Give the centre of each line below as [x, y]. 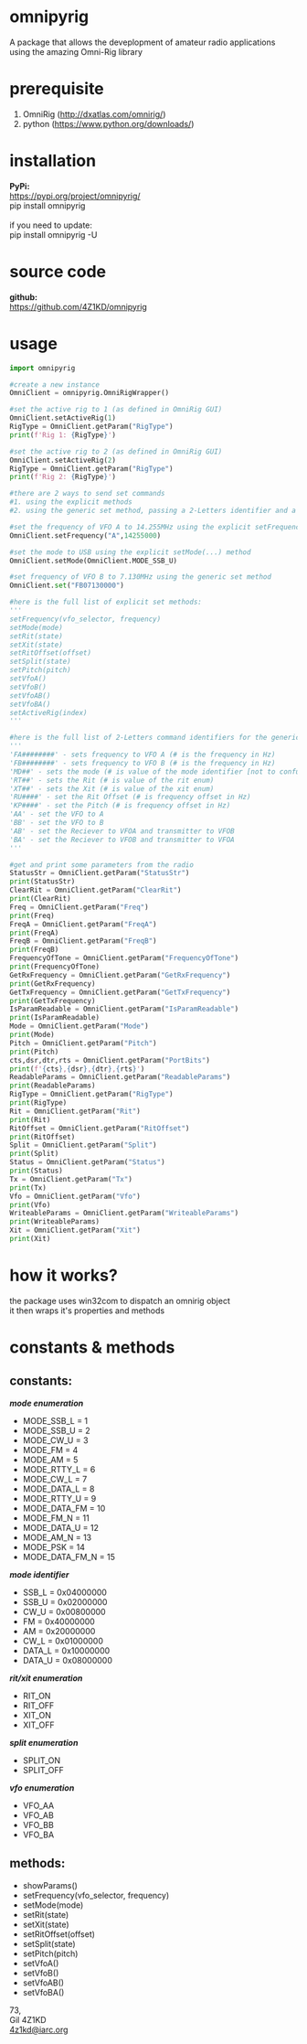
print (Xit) [30, 1239]
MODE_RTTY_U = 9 [59, 1498]
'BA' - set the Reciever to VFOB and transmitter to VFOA [122, 840]
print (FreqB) [34, 950]
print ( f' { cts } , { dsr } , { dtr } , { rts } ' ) [77, 1069]
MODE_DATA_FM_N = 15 [69, 1557]
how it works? [64, 1275]
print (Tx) [28, 1188]
